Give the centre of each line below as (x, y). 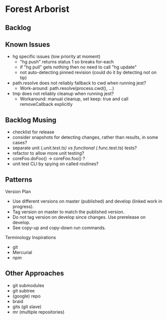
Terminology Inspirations (31, 238)
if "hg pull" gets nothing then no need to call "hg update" (78, 67)
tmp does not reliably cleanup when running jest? (63, 94)
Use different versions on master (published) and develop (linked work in (87, 201)
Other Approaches (35, 273)
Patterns (19, 179)
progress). (23, 207)
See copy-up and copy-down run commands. (59, 228)
